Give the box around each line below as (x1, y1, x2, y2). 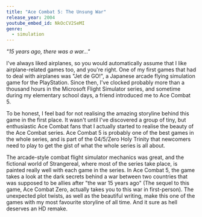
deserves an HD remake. (6, 205, 68, 212)
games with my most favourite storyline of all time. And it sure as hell (6, 199, 178, 206)
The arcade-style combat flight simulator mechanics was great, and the (6, 154, 185, 161)
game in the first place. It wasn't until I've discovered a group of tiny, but (6, 116, 186, 124)
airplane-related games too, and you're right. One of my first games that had (6, 66, 197, 73)
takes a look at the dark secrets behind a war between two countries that (6, 173, 188, 180)
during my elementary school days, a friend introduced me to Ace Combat (6, 92, 191, 99)
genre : (6, 25, 23, 32)
